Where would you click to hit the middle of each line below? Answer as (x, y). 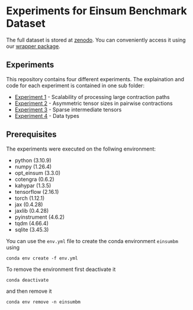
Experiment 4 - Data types (47, 116)
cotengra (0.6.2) (34, 179)
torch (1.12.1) (30, 198)
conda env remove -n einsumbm (44, 302)
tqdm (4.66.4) (32, 223)
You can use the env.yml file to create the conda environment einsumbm (92, 241)
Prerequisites (31, 135)
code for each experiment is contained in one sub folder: (75, 85)
